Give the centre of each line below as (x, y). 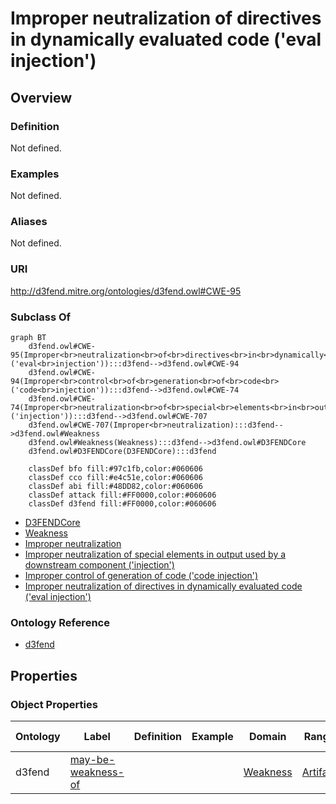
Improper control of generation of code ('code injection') (141, 576)
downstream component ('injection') (99, 565)
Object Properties (54, 704)
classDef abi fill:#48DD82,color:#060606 (115, 487)
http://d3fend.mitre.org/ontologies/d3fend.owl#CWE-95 (126, 291)
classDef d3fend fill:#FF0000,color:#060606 (122, 504)
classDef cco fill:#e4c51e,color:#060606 (115, 478)
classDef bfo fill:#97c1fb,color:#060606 (115, 469)
